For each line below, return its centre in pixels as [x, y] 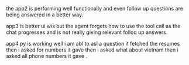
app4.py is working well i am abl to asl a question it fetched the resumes [93, 44]
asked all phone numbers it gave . [47, 56]
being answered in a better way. [45, 15]
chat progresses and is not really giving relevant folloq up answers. [87, 32]
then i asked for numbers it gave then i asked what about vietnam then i [92, 50]
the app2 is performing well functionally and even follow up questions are [94, 8]
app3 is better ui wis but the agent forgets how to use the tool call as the [93, 26]
